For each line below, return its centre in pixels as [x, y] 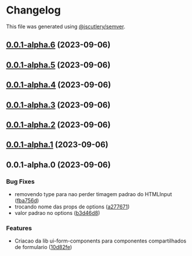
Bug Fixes [21, 181]
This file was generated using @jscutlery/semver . [66, 26]
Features [19, 228]
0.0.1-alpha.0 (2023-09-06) [58, 165]
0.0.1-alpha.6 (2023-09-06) [58, 45]
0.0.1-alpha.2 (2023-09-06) [58, 125]
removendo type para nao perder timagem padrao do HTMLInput [93, 194]
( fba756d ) [27, 200]
